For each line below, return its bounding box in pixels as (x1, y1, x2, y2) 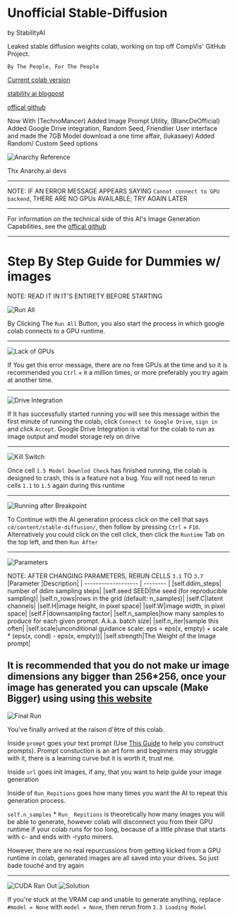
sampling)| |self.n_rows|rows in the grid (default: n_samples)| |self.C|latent (7, 594, 224, 602)
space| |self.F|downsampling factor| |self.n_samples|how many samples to (7, 609, 224, 617)
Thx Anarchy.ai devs (7, 166, 67, 174)
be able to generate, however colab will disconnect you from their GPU (7, 817, 213, 825)
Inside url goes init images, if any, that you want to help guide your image (7, 768, 222, 776)
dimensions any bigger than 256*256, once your (7, 671, 227, 683)
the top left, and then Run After (7, 537, 99, 546)
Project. (7, 49, 30, 58)
